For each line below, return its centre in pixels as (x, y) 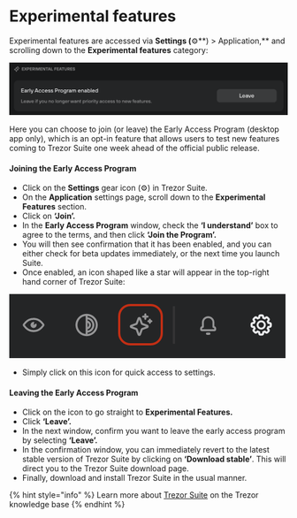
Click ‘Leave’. (47, 422)
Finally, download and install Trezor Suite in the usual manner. (134, 478)
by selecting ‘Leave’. (60, 440)
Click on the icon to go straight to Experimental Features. (127, 412)
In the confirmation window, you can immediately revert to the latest (145, 450)
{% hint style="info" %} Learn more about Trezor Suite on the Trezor (134, 495)
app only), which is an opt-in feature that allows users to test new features (145, 138)
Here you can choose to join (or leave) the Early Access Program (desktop (145, 129)
